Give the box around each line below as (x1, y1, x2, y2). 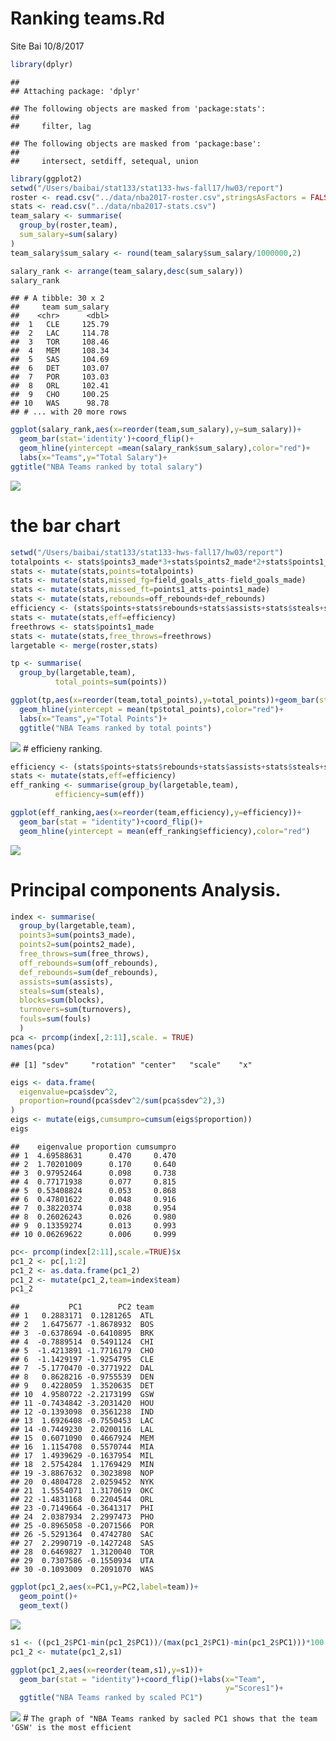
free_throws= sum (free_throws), (19, 949, 150, 959)
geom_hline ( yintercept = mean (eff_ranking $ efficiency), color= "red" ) (19, 826, 311, 836)
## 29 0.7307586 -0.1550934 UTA (10, 1556, 155, 1566)
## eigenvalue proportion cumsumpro (10, 1142, 177, 1152)
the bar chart (10, 515, 121, 537)
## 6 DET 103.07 (10, 363, 110, 374)
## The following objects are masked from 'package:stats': (10, 103, 267, 114)
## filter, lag (10, 121, 92, 131)
